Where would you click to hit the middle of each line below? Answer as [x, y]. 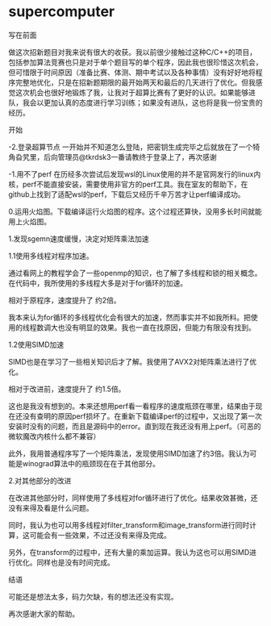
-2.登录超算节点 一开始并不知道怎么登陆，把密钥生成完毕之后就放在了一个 [131, 147]
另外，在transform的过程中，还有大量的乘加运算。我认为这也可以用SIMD [129, 552]
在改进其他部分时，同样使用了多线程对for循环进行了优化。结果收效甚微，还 [133, 498]
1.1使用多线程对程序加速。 [51, 256]
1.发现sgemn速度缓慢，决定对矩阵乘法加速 [79, 238]
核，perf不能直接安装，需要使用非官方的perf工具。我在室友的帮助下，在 [128, 184]
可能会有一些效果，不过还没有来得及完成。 [100, 535]
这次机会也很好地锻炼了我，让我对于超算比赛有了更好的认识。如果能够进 [135, 92]
